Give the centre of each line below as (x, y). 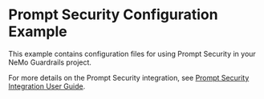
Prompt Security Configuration (113, 15)
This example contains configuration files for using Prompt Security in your (132, 53)
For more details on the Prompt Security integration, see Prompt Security (129, 77)
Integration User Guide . (47, 86)
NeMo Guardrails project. (50, 62)
